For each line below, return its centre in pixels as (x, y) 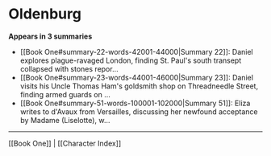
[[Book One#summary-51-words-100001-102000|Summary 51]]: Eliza (135, 103)
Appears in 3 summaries (50, 36)
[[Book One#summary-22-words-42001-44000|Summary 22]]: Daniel (136, 51)
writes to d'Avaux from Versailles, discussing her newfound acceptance (139, 111)
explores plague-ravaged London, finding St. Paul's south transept (131, 60)
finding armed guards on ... (65, 94)
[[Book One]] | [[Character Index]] (65, 143)
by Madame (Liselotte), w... (65, 120)
